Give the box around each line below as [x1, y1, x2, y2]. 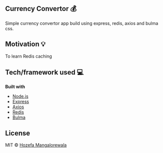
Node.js [12, 93, 29, 99]
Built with [5, 84, 25, 90]
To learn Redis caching [5, 53, 52, 59]
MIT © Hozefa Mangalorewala [5, 142, 67, 148]
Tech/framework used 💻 [5, 68, 84, 76]
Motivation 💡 [5, 40, 46, 49]
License [5, 129, 30, 137]
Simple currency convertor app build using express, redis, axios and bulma [5, 20, 159, 26]
